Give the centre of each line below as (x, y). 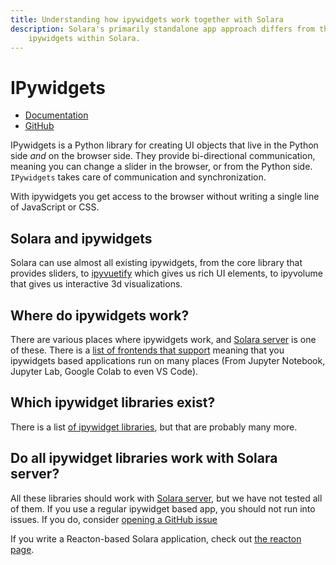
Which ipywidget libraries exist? (113, 402)
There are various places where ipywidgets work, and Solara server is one (163, 339)
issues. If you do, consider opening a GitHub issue (114, 519)
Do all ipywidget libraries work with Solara (144, 458)
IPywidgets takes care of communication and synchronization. (138, 177)
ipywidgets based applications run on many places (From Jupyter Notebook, (168, 360)
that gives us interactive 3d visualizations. (96, 284)
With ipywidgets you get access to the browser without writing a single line (165, 197)
